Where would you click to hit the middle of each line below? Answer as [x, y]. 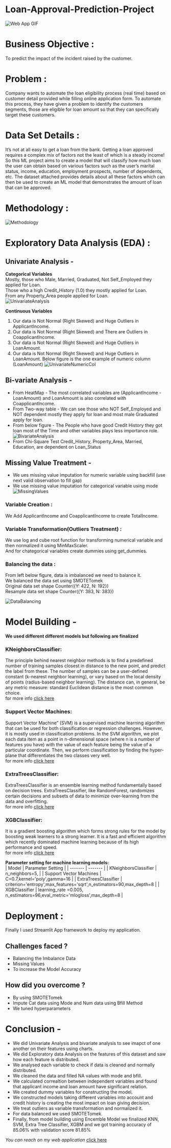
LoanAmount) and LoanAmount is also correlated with [69, 398]
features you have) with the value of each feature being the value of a [79, 744]
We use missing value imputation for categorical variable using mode [85, 486]
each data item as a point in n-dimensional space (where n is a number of [83, 739]
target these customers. [30, 115]
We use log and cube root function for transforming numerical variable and [84, 540]
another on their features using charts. [53, 1048]
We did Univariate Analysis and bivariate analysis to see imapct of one [87, 1043]
